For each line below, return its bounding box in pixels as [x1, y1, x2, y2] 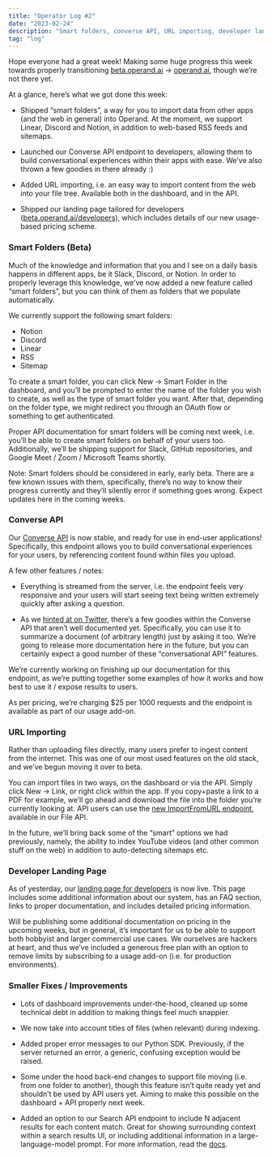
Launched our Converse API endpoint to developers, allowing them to [19, 147, 253, 157]
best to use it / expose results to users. [8, 682, 138, 691]
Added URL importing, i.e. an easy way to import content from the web [19, 180, 257, 190]
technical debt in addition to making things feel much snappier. [19, 1007, 231, 1017]
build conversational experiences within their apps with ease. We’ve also [19, 156, 263, 166]
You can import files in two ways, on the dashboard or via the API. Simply [8, 778, 253, 788]
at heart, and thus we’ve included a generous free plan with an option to [8, 943, 249, 953]
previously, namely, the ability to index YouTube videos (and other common [8, 837, 259, 846]
